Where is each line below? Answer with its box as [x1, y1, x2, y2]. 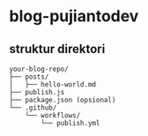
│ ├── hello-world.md [9, 80, 97, 89]
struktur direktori [9, 42, 106, 57]
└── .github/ [9, 103, 57, 112]
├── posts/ [9, 72, 49, 81]
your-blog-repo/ [9, 64, 69, 73]
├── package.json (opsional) [9, 95, 116, 104]
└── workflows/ [25, 111, 81, 120]
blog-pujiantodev [9, 6, 139, 26]
